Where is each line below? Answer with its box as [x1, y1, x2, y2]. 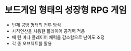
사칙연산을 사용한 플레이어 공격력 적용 [11, 28, 85, 34]
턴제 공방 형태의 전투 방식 [11, 22, 62, 28]
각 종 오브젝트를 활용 [11, 40, 52, 46]
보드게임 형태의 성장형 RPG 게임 [4, 4, 127, 16]
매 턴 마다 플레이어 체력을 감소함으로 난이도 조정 [11, 34, 105, 40]
